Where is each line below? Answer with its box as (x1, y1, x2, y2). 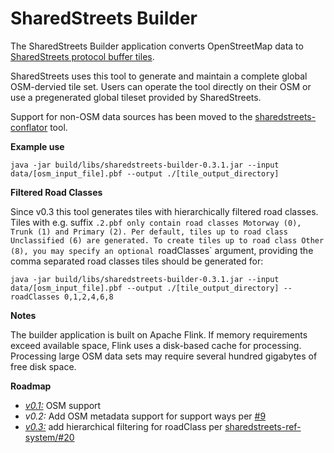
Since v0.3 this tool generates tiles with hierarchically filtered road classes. (10, 205, 319, 217)
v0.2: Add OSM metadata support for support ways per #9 (24, 410, 267, 422)
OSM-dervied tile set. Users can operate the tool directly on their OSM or (10, 80, 312, 92)
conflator (10, 121, 48, 133)
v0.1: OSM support (24, 399, 102, 411)
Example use (10, 140, 65, 152)
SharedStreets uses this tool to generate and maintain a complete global (10, 70, 308, 82)
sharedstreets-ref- (224, 420, 302, 432)
